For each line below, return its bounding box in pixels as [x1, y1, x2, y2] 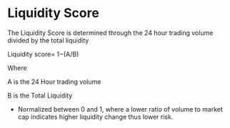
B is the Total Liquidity [7, 91, 73, 100]
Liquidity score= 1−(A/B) [7, 50, 79, 58]
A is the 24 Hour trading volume [7, 77, 101, 86]
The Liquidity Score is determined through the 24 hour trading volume [7, 28, 214, 37]
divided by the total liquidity [7, 36, 89, 44]
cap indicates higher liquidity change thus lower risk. [17, 112, 174, 121]
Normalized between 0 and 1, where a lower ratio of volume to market [17, 105, 224, 113]
